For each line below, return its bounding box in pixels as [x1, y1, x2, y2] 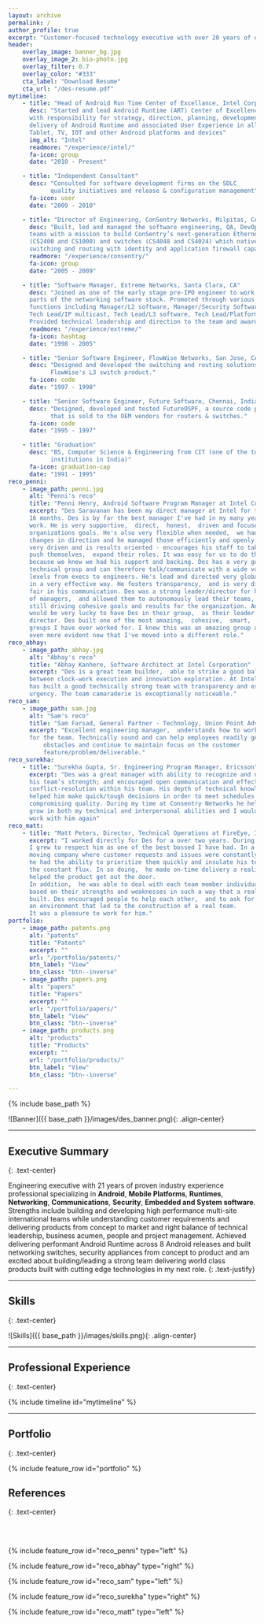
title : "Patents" [28, 939, 86, 947]
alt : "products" [28, 1034, 82, 1042]
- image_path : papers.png [22, 976, 108, 984]
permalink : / [8, 19, 51, 27]
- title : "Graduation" [22, 441, 97, 449]
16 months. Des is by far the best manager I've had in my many [28, 514, 244, 522]
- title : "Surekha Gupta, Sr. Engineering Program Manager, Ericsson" [22, 763, 258, 771]
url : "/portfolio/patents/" [28, 954, 122, 962]
